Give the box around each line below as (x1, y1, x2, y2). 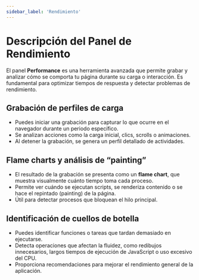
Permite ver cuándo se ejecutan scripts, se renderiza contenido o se (14, 183, 183, 191)
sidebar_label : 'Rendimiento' (6, 8, 82, 15)
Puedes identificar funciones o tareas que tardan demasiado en (14, 229, 172, 236)
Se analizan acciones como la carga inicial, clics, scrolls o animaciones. (14, 132, 191, 139)
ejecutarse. (14, 236, 43, 242)
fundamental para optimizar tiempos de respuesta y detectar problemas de (6, 79, 191, 86)
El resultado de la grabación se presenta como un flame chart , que (14, 171, 180, 178)
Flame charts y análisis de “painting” (6, 155, 147, 165)
